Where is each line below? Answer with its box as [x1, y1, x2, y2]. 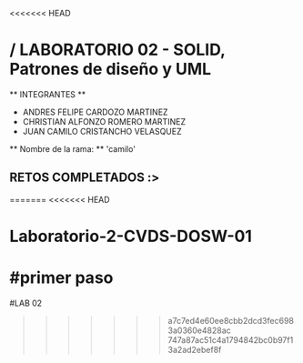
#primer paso [9, 267, 114, 288]
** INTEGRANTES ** [9, 88, 86, 99]
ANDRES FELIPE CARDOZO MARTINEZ [22, 106, 168, 117]
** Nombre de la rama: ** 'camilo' [9, 143, 136, 154]
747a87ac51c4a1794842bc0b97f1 [167, 334, 294, 345]
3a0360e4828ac [167, 325, 232, 336]
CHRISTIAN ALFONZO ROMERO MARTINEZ [22, 116, 187, 126]
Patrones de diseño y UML [9, 59, 212, 80]
